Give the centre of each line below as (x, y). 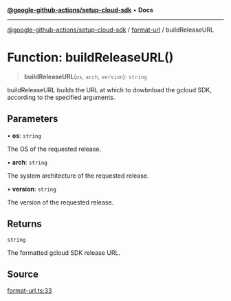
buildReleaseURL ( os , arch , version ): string (86, 76)
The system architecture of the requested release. (78, 176)
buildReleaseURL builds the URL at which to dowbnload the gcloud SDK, (109, 90)
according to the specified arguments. (61, 97)
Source (23, 274)
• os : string (24, 135)
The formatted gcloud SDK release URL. (64, 252)
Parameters (33, 119)
